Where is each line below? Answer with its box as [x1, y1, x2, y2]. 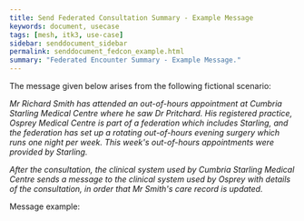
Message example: [9, 201, 80, 212]
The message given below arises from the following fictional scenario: [9, 81, 272, 91]
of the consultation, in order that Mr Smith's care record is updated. [9, 184, 263, 194]
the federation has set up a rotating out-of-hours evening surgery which [9, 127, 280, 137]
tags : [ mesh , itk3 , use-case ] [9, 30, 124, 39]
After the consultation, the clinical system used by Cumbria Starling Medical [9, 165, 295, 175]
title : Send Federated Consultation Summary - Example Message [9, 13, 254, 23]
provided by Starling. [9, 146, 88, 157]
